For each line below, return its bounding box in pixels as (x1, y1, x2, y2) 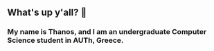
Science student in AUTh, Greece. (7, 35, 124, 45)
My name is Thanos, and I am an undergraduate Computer (7, 27, 207, 37)
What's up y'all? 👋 (7, 7, 87, 18)
